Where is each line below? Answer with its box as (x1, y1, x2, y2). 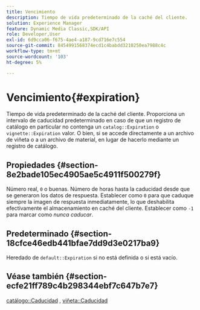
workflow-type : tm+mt (6, 48, 61, 54)
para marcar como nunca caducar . (6, 211, 94, 218)
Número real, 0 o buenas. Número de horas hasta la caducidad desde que (6, 185, 190, 193)
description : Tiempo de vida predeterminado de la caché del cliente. (6, 14, 188, 21)
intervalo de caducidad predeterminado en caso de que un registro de (6, 117, 181, 124)
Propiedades (6, 160, 56, 170)
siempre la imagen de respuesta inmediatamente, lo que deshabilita (6, 198, 175, 206)
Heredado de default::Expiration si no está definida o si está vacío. (6, 254, 178, 261)
